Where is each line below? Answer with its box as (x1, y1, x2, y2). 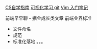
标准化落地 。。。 (12, 38, 46, 44)
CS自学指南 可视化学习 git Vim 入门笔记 (5, 5, 88, 10)
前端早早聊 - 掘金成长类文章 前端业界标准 (5, 15, 92, 21)
